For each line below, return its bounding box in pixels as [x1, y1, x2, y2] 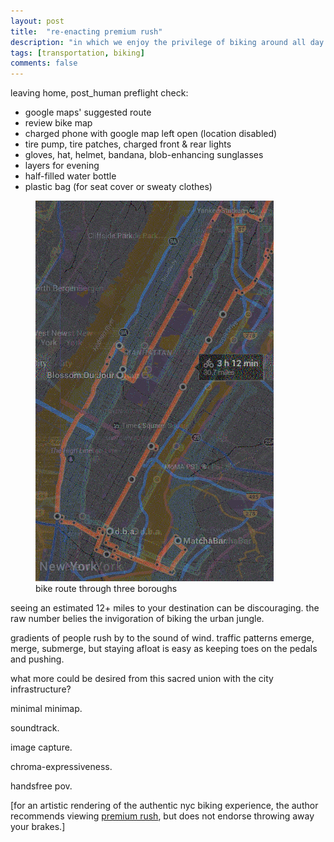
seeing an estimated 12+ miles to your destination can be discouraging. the [10, 602, 320, 614]
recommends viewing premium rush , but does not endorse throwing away [10, 810, 315, 822]
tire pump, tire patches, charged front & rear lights [24, 138, 232, 150]
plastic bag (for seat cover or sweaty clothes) [24, 181, 213, 193]
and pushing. [10, 653, 65, 665]
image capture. [10, 741, 73, 754]
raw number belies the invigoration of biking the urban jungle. [10, 613, 265, 625]
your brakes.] [10, 821, 66, 833]
